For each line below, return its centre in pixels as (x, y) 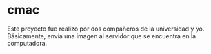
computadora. (27, 43)
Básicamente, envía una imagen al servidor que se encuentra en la (102, 36)
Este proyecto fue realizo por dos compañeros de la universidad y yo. (106, 29)
